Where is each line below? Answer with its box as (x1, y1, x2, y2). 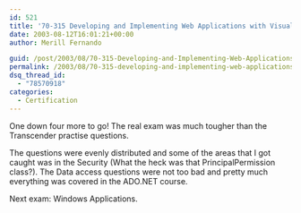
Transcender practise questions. (9, 130, 130, 141)
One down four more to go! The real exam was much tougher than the (9, 120, 267, 131)
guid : (9, 55, 30, 64)
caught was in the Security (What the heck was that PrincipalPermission (9, 157, 276, 167)
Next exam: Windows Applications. (9, 193, 139, 204)
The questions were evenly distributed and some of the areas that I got (9, 147, 271, 158)
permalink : (9, 63, 50, 72)
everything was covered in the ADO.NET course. (9, 175, 188, 186)
